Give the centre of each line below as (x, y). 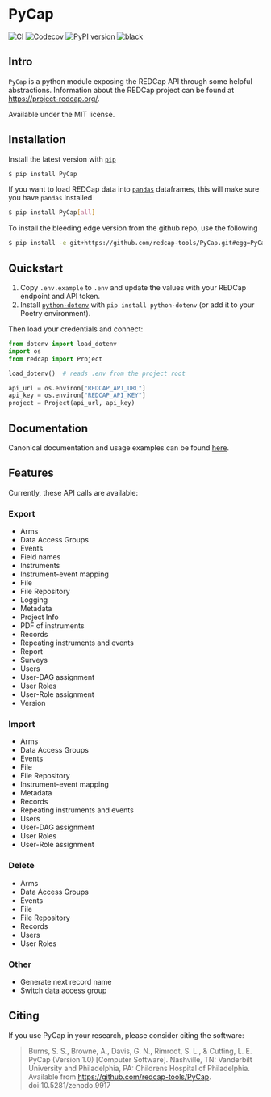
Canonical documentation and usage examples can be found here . (119, 447)
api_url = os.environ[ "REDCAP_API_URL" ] (77, 388)
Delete (21, 866)
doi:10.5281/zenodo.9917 (69, 1085)
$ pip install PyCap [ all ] (52, 213)
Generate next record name (66, 981)
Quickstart (36, 268)
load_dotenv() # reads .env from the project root (97, 373)
